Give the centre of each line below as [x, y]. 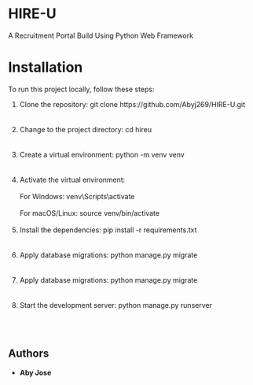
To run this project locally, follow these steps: [81, 89]
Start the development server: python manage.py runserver [115, 305]
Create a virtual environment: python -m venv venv [102, 154]
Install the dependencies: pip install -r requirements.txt [108, 230]
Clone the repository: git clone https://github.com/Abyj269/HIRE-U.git [132, 104]
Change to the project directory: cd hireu [85, 129]
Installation [46, 67]
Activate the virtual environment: [72, 180]
